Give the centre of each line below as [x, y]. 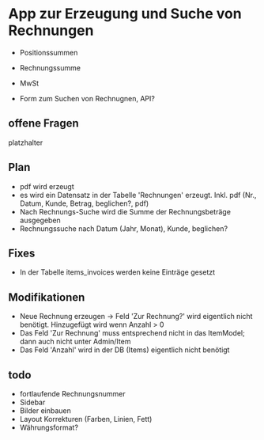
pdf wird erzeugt [47, 186]
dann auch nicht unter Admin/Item [75, 342]
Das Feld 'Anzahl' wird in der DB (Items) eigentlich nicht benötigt [124, 350]
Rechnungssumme [50, 67]
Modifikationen [47, 297]
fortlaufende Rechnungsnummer [72, 394]
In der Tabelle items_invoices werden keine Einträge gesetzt [117, 272]
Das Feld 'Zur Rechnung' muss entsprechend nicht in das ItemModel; [132, 333]
